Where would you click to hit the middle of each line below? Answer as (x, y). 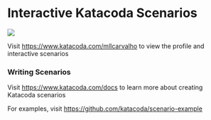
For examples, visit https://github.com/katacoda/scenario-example (105, 109)
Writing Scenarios (39, 72)
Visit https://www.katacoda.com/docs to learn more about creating (105, 87)
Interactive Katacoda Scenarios (102, 13)
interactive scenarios (38, 53)
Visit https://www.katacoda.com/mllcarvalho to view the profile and (106, 46)
